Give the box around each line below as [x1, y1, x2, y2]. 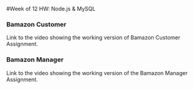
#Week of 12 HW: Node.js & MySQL [6, 5, 96, 12]
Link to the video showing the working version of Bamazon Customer [6, 34, 181, 41]
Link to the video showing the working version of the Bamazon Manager [6, 69, 188, 76]
